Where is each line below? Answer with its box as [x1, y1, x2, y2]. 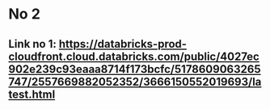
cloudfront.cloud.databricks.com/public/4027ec [8, 49, 260, 63]
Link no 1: [8, 37, 57, 51]
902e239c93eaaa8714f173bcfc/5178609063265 [8, 62, 261, 76]
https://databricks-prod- [58, 37, 188, 51]
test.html [8, 87, 56, 101]
